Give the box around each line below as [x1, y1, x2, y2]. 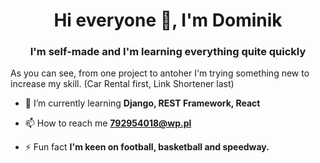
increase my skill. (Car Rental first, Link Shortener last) [10, 78, 235, 90]
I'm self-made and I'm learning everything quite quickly [29, 45, 307, 59]
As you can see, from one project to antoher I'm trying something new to [10, 67, 310, 79]
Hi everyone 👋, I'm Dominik [53, 9, 283, 32]
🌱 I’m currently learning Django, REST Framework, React [24, 97, 261, 109]
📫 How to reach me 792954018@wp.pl [24, 117, 192, 129]
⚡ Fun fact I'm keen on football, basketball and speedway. [24, 141, 270, 153]
